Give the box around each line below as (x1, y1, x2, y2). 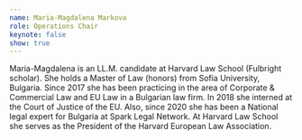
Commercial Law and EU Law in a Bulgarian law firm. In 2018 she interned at (9, 92, 293, 103)
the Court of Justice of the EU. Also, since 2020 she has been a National (9, 101, 279, 113)
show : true (9, 38, 50, 48)
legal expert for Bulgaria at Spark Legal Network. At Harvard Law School (9, 111, 279, 122)
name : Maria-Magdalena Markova (9, 13, 127, 23)
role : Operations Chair (9, 22, 99, 31)
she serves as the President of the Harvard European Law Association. (9, 121, 272, 132)
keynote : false (9, 30, 67, 39)
